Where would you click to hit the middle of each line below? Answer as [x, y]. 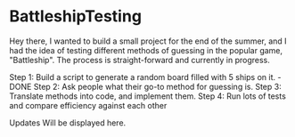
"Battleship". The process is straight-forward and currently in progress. [139, 60]
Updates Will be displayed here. [68, 123]
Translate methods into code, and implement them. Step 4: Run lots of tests [148, 96]
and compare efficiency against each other [88, 105]
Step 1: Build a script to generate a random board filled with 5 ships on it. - [145, 77]
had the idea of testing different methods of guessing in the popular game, [146, 50]
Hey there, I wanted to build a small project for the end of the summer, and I [148, 41]
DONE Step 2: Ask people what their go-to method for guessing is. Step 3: [146, 86]
